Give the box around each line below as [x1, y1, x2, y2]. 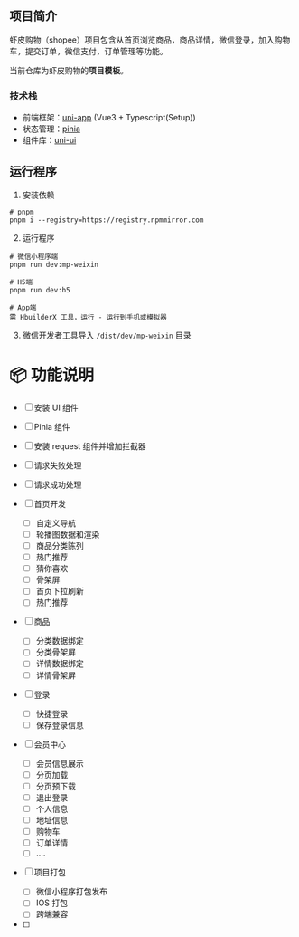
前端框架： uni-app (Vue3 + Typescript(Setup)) [22, 112, 196, 123]
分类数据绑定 [35, 636, 84, 646]
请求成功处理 [33, 479, 82, 490]
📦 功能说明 [9, 365, 95, 386]
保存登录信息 [35, 719, 84, 731]
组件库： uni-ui [22, 135, 77, 146]
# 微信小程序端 [9, 252, 59, 261]
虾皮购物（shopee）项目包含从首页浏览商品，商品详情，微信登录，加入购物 [9, 34, 291, 45]
